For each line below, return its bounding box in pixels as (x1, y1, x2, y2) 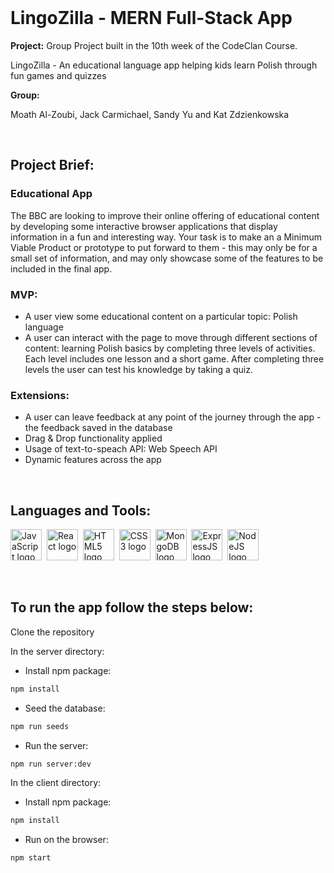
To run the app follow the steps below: (10, 599, 254, 616)
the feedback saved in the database (24, 422, 173, 434)
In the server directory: (10, 645, 105, 657)
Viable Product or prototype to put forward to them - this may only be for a (10, 241, 318, 253)
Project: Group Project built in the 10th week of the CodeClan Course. (10, 39, 298, 51)
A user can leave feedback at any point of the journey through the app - (24, 411, 322, 423)
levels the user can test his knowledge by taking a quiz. (24, 363, 253, 375)
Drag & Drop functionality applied (24, 432, 163, 445)
